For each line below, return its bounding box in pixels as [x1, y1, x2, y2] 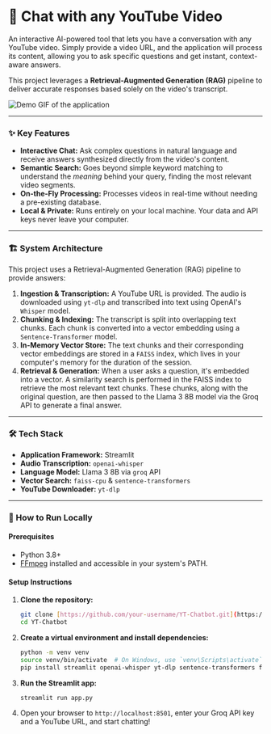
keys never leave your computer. [19, 214, 129, 225]
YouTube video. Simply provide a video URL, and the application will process [8, 42, 263, 52]
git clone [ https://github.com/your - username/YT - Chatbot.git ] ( [19, 610, 238, 619]
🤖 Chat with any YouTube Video [8, 7, 223, 26]
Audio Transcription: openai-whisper [19, 458, 144, 468]
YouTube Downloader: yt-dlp [19, 484, 120, 494]
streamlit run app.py [19, 694, 93, 702]
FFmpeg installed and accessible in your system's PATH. [19, 558, 208, 568]
